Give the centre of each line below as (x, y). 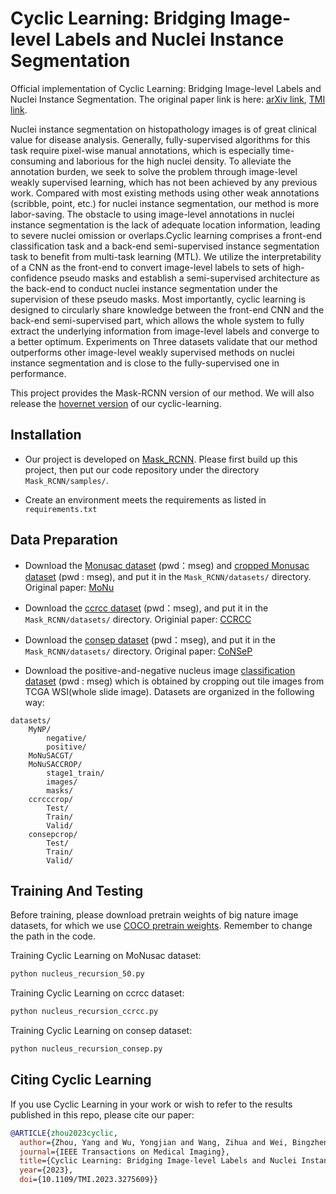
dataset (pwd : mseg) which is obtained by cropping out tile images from (174, 681)
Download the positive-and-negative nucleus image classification (160, 670)
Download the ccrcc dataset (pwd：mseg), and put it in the (146, 608)
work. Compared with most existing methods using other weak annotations (165, 193)
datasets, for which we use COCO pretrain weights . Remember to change (161, 926)
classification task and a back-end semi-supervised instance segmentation (165, 246)
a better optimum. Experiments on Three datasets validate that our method (164, 341)
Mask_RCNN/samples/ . (66, 480)
